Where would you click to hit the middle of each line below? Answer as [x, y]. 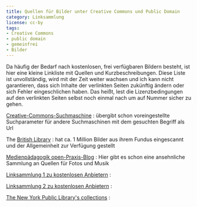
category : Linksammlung [35, 17]
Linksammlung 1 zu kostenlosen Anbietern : [59, 175]
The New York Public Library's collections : [58, 197]
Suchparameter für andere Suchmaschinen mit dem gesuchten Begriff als [96, 122]
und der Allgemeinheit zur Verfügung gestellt [61, 145]
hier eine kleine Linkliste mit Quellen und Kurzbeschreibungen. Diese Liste [96, 73]
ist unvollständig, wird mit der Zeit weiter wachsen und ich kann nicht [90, 79]
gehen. [15, 104]
